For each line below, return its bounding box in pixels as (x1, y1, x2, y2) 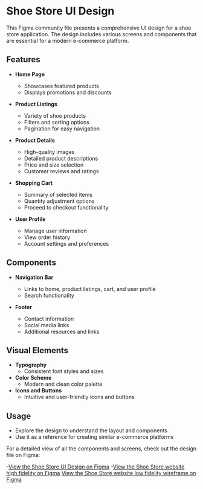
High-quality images (24, 148, 75, 155)
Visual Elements (6, 345, 69, 356)
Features (6, 54, 40, 65)
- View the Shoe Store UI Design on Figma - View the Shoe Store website (6, 463, 185, 470)
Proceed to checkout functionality (24, 203, 109, 211)
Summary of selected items (24, 191, 92, 198)
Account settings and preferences (24, 240, 109, 247)
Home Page (14, 71, 45, 78)
